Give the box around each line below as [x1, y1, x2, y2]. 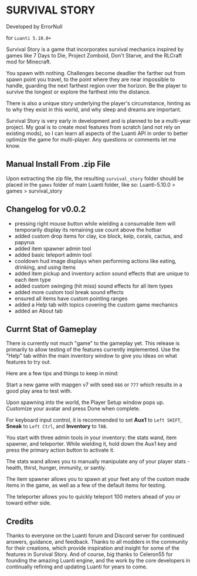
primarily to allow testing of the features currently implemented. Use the [6, 346, 180, 353]
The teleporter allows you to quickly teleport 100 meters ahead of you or [6, 493, 181, 500]
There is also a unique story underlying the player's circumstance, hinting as [6, 99, 191, 106]
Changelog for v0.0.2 [6, 204, 86, 214]
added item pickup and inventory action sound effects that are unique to [14, 270, 189, 277]
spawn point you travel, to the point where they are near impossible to [6, 76, 175, 83]
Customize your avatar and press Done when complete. [6, 405, 141, 412]
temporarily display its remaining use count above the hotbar [14, 226, 162, 233]
